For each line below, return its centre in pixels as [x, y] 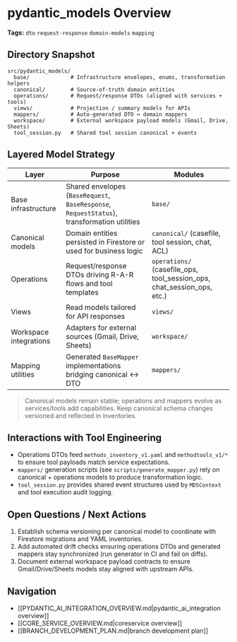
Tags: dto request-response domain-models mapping [81, 32]
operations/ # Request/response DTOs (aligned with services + [118, 96]
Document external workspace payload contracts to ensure [104, 561]
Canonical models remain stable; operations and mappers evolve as [123, 400]
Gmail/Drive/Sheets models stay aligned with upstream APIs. [105, 569]
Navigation [32, 591]
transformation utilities [103, 222]
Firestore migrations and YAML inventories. [80, 539]
